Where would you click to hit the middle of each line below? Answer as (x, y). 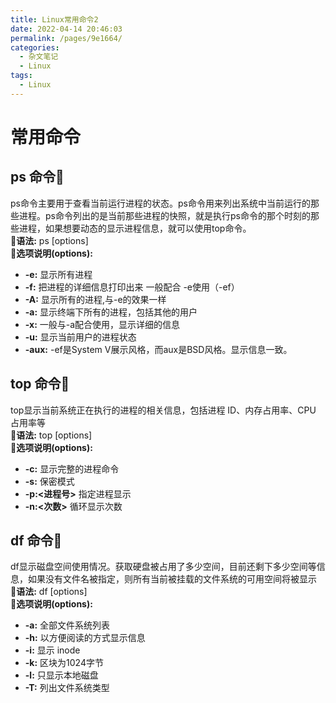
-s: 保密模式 (49, 481)
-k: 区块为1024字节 (64, 663)
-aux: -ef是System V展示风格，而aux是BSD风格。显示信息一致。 (158, 349)
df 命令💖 (36, 540)
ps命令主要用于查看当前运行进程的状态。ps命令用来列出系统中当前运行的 (160, 203)
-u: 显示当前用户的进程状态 (80, 337)
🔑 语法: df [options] (49, 592)
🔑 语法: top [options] (51, 435)
